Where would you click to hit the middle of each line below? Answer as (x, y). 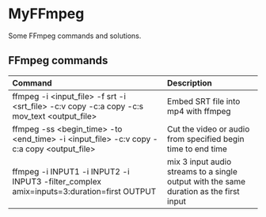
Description (190, 82)
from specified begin (206, 139)
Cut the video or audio (209, 129)
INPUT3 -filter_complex (57, 181)
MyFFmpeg (46, 14)
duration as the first (203, 191)
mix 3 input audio (199, 162)
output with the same (207, 181)
